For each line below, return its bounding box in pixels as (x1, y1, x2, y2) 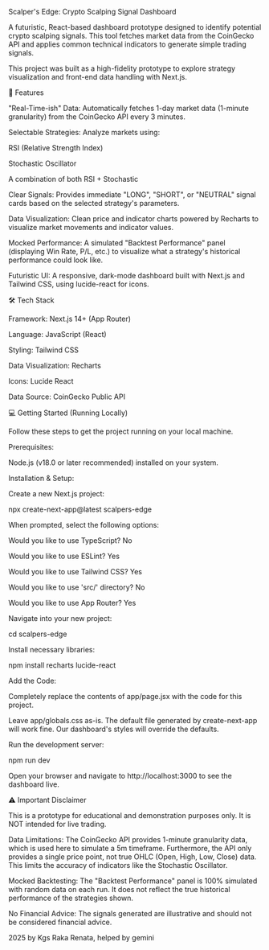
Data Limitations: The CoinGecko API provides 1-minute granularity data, (8, 835, 248, 844)
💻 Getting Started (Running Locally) (8, 408, 128, 417)
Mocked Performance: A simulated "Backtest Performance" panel (8, 238, 226, 248)
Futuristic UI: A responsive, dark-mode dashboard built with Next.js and (8, 271, 245, 280)
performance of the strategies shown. (8, 893, 134, 903)
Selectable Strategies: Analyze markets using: (8, 128, 161, 137)
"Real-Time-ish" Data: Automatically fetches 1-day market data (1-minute (8, 104, 249, 113)
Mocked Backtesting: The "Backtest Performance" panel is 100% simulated (8, 876, 258, 886)
